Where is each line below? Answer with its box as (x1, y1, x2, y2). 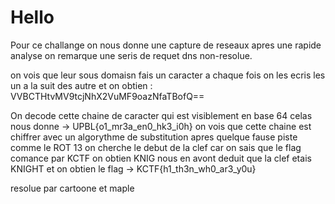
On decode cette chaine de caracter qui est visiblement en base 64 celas (10, 109, 313, 121)
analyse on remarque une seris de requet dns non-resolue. (10, 49, 253, 61)
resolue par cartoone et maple (10, 182, 135, 194)
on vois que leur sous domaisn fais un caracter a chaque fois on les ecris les (10, 69, 326, 81)
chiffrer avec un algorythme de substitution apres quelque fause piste (10, 131, 298, 143)
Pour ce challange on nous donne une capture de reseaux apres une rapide (10, 39, 322, 51)
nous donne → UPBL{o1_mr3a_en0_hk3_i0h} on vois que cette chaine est (10, 120, 312, 132)
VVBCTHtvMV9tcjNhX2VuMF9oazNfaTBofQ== (10, 90, 205, 102)
